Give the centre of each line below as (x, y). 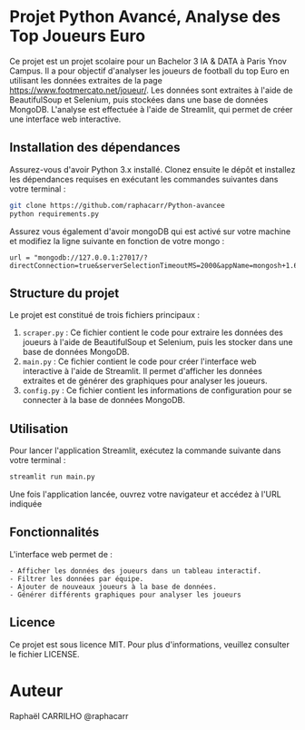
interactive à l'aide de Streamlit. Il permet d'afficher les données (143, 371)
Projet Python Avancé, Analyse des (145, 17)
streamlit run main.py (52, 477)
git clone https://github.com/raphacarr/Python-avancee (117, 205)
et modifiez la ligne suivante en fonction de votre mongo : (117, 241)
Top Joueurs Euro (78, 36)
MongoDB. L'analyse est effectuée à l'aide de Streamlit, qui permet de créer (151, 109)
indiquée (26, 504)
